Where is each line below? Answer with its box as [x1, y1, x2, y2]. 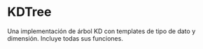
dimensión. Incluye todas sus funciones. [7, 34, 124, 42]
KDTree [7, 4, 52, 20]
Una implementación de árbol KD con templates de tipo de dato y [7, 27, 196, 35]
